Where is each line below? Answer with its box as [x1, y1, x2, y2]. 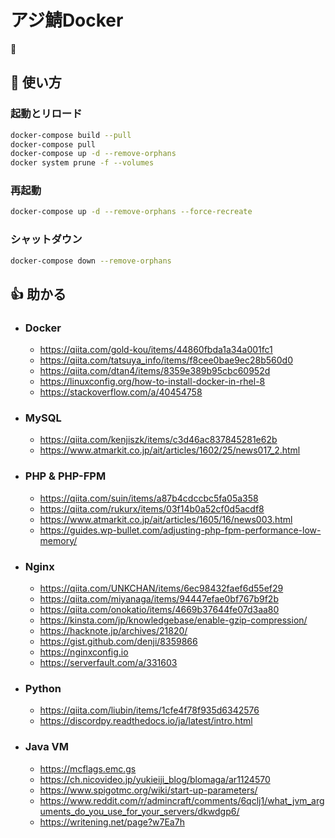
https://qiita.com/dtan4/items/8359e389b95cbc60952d [39, 365, 271, 377]
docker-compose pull [10, 139, 97, 150]
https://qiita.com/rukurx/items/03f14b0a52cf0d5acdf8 [39, 502, 265, 515]
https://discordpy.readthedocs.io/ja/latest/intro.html [39, 715, 253, 727]
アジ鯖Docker [10, 9, 124, 32]
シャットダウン [10, 232, 83, 246]
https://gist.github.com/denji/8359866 [39, 636, 198, 648]
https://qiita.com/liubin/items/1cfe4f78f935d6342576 [39, 704, 260, 716]
